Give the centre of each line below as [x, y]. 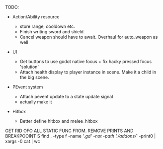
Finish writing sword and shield [51, 32]
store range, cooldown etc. [47, 26]
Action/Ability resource [36, 17]
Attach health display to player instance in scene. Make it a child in [88, 72]
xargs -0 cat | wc [23, 141]
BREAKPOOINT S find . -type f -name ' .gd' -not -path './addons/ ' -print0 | [81, 136]
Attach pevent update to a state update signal [66, 97]
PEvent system [28, 87]
